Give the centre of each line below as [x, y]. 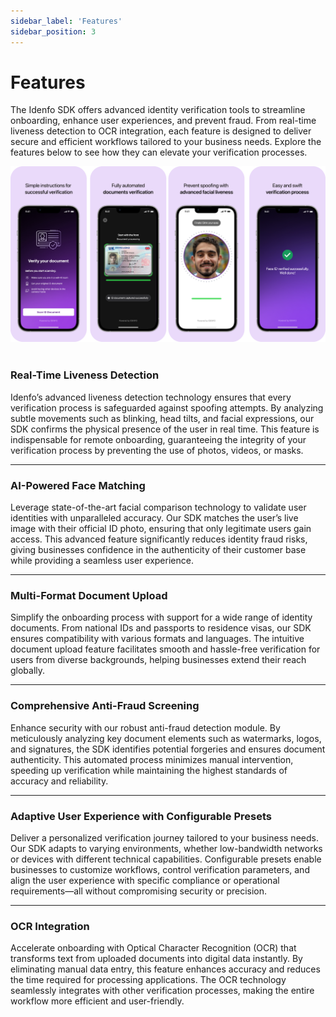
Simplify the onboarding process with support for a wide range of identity [161, 617]
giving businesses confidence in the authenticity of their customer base [158, 550]
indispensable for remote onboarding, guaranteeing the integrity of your [158, 439]
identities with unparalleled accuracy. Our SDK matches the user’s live [154, 518]
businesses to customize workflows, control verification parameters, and [160, 869]
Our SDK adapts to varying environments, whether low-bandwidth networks [166, 848]
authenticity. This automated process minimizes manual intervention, [152, 759]
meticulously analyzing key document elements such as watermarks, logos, [166, 738]
